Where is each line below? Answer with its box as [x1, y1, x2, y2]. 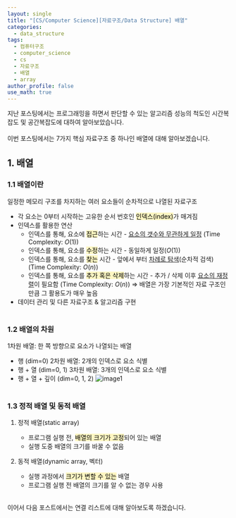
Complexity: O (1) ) [27, 238, 79, 246]
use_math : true [7, 89, 52, 96]
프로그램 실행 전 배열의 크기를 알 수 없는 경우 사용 [27, 481, 163, 490]
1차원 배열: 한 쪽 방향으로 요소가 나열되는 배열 [7, 342, 132, 350]
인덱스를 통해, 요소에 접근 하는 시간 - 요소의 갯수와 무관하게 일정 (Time [27, 230, 221, 238]
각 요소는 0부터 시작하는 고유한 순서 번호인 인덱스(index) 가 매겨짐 [17, 212, 199, 221]
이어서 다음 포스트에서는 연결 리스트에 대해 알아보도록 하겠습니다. [7, 503, 187, 512]
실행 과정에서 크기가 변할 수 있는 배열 [27, 472, 130, 481]
